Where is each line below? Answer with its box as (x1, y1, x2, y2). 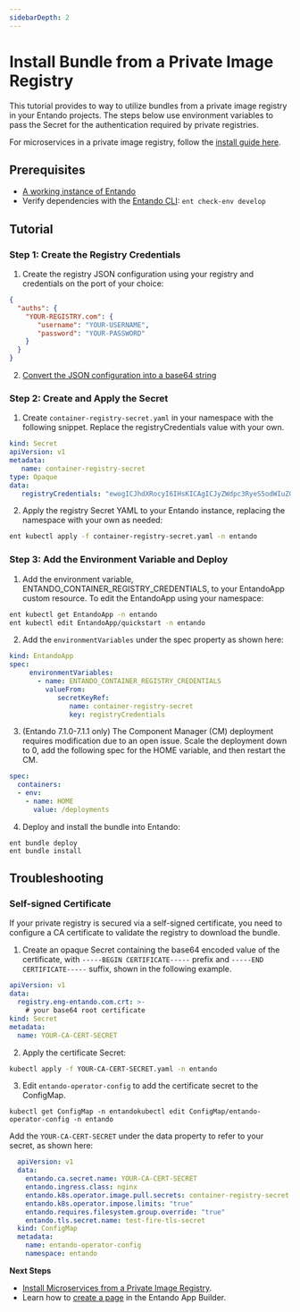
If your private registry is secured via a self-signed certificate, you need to (9, 918, 283, 928)
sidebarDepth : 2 (9, 13, 70, 22)
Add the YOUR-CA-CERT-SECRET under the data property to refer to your (9, 1130, 264, 1141)
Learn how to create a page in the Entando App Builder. (21, 1291, 227, 1302)
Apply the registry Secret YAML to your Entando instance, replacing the (21, 505, 286, 516)
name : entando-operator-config (25, 1240, 142, 1250)
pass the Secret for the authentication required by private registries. (9, 119, 259, 130)
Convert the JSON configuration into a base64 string (21, 370, 217, 381)
